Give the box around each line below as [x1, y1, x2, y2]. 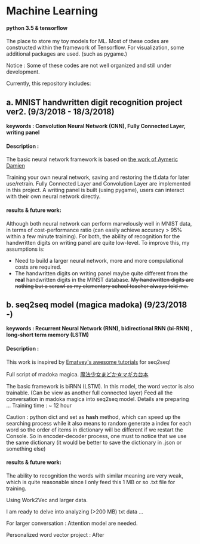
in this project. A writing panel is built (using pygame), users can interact [6, 187, 184, 194]
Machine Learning [6, 4, 99, 18]
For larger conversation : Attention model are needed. [6, 519, 138, 527]
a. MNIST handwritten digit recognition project [6, 97, 183, 107]
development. [6, 68, 40, 75]
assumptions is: [6, 245, 45, 253]
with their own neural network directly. [6, 193, 101, 200]
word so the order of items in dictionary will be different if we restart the [6, 426, 183, 433]
